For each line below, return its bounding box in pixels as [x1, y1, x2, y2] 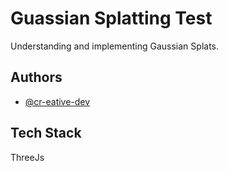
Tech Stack [10, 125, 82, 142]
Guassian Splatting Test [10, 7, 213, 30]
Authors [10, 69, 63, 86]
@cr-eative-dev [24, 95, 91, 107]
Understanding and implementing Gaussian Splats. [10, 40, 220, 52]
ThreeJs [10, 151, 45, 163]
